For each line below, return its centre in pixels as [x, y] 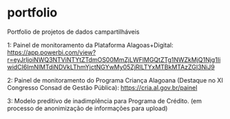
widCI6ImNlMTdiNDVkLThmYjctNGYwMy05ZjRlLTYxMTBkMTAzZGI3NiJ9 [111, 67]
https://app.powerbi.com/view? [52, 52]
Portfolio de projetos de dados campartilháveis [73, 32]
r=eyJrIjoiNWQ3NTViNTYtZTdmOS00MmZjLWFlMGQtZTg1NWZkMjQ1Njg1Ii [114, 59]
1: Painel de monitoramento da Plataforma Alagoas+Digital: [90, 45]
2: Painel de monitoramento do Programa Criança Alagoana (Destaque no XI [115, 80]
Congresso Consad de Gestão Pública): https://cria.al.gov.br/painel [102, 87]
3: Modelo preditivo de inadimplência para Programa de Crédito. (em [104, 100]
